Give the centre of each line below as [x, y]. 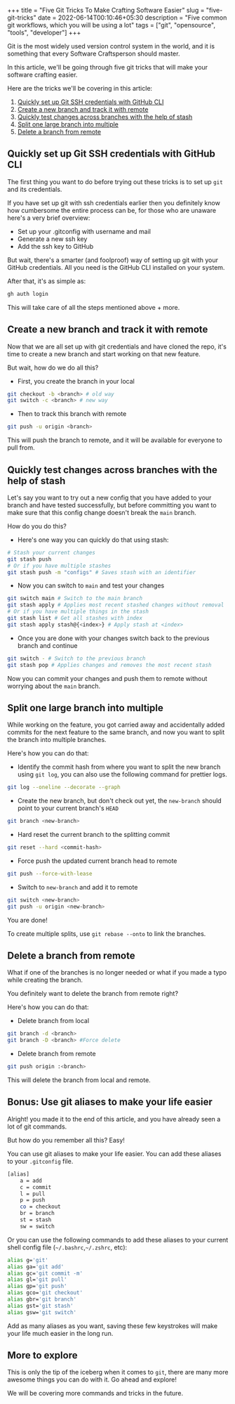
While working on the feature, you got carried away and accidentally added [116, 725]
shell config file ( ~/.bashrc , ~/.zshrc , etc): [67, 1247]
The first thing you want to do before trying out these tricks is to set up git [115, 181]
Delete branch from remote [56, 1054]
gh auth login [28, 294]
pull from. [21, 448]
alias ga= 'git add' [36, 1267]
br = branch [37, 1214]
